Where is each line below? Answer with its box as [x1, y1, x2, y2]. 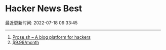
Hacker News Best [5, 3, 83, 14]
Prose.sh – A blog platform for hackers [12, 34, 91, 40]
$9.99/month [12, 39, 40, 45]
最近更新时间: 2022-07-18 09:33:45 [5, 20, 78, 25]
